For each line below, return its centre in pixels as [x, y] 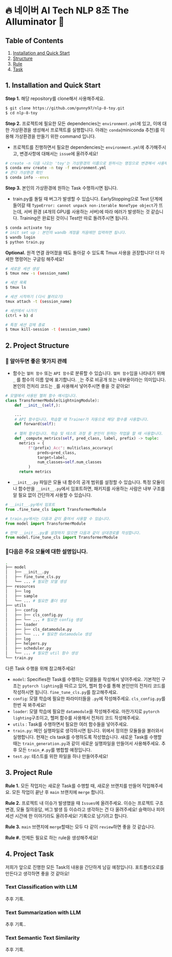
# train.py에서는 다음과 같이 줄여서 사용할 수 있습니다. [58, 519]
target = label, [52, 457]
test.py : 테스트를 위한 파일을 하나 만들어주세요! [60, 756]
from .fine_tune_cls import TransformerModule [56, 509]
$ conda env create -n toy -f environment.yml [56, 168]
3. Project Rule [29, 773]
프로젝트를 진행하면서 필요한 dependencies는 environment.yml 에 [78, 147]
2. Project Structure [37, 345]
